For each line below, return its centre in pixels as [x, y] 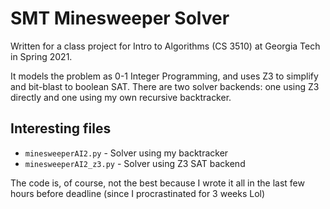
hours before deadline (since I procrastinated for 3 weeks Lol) [138, 193]
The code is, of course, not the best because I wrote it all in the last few [157, 183]
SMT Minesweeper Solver [120, 18]
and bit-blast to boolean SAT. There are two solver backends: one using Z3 [165, 86]
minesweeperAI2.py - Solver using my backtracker [126, 153]
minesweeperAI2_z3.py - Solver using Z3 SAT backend [135, 163]
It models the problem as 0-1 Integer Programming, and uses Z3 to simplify [164, 76]
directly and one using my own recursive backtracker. [121, 97]
